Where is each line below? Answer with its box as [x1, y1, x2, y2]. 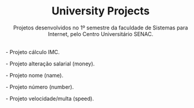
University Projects [51, 4, 150, 18]
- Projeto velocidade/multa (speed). [5, 95, 94, 102]
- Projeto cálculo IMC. [5, 48, 60, 55]
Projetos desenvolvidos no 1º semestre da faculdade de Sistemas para [13, 24, 188, 31]
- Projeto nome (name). [5, 71, 64, 79]
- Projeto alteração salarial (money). [5, 60, 95, 67]
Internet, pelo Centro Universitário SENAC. [48, 30, 154, 37]
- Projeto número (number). [5, 83, 74, 91]
